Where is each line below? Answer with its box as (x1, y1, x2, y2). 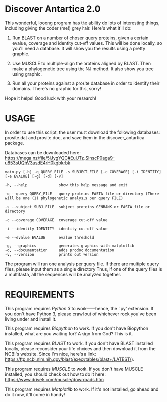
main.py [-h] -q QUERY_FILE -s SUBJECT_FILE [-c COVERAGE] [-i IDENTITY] (5, 169, 162, 174)
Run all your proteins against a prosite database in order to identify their (12, 80, 160, 86)
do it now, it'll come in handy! (5, 391, 65, 397)
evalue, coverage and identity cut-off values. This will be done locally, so (12, 40, 162, 46)
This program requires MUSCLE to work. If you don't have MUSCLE (5, 366, 143, 372)
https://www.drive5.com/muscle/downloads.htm (5, 376, 104, 382)
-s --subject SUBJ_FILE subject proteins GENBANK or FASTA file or (5, 204, 150, 209)
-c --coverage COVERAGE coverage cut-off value (5, 217, 108, 222)
